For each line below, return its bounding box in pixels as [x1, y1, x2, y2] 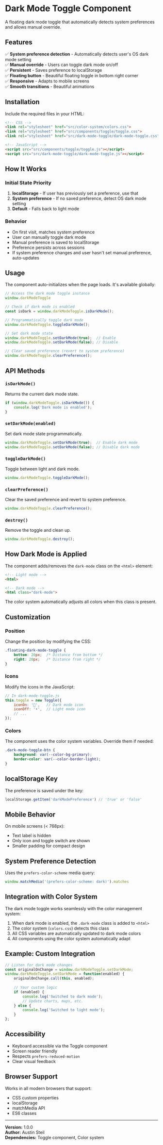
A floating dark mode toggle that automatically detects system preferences [5, 19, 155, 25]
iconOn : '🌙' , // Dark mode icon [14, 702, 83, 707]
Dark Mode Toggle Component [5, 3, 131, 14]
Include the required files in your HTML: [5, 111, 85, 116]
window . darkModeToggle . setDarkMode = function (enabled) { [5, 971, 125, 977]
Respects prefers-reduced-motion [12, 1053, 80, 1059]
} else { [14, 1003, 32, 1008]
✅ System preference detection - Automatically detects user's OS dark [5, 51, 149, 57]
